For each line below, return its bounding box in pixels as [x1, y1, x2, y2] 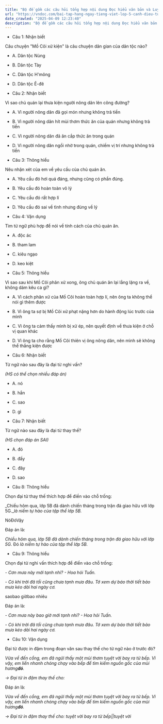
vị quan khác [12, 328, 38, 334]
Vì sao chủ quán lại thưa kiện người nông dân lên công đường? [5, 100, 130, 106]
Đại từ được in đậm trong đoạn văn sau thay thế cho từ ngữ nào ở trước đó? [5, 646, 156, 652]
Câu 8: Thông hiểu [12, 484, 49, 490]
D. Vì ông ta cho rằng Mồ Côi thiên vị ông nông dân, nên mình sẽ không [12, 338, 155, 344]
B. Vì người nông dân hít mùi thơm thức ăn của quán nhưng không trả [12, 118, 150, 124]
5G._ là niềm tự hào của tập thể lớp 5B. [5, 508, 82, 514]
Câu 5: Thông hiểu [12, 270, 49, 276]
